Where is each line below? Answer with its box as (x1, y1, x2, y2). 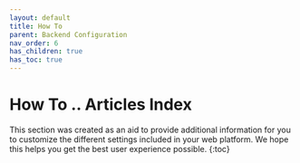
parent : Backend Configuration (9, 30, 128, 39)
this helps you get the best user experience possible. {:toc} (9, 143, 230, 154)
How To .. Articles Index (9, 94, 192, 115)
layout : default (9, 13, 71, 23)
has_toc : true (9, 55, 63, 64)
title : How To (9, 22, 63, 31)
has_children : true (9, 47, 83, 56)
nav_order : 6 (9, 38, 59, 48)
